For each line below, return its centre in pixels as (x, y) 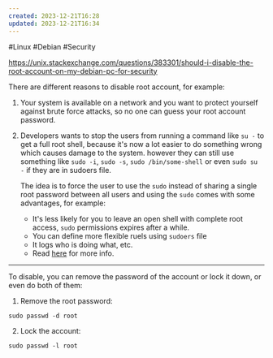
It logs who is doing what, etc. (82, 244)
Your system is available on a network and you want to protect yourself (139, 102)
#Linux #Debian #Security (52, 46)
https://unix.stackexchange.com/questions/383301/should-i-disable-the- (131, 63)
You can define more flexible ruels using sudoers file (119, 235)
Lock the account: (50, 330)
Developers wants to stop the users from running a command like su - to (142, 136)
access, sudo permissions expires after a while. (110, 227)
